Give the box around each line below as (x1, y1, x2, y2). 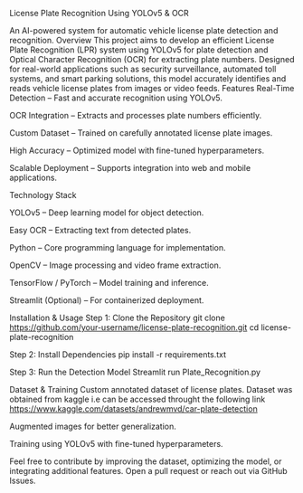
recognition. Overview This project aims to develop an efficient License (9, 35, 275, 45)
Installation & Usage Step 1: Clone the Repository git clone (9, 312, 226, 323)
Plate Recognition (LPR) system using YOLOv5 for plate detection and (9, 44, 269, 55)
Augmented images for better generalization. (9, 421, 176, 431)
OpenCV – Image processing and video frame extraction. (9, 260, 222, 270)
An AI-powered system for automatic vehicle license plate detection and (9, 25, 279, 35)
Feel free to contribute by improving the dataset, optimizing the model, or (9, 456, 282, 467)
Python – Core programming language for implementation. (9, 242, 226, 252)
